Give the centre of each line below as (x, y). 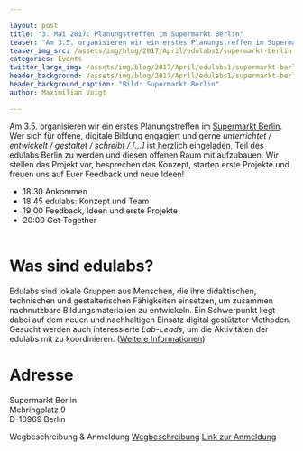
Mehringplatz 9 (37, 410)
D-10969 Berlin (37, 419)
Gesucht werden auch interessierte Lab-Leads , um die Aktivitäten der (139, 329)
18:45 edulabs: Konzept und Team (86, 201)
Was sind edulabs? (82, 266)
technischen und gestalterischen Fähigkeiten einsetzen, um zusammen (141, 300)
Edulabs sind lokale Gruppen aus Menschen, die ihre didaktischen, (133, 291)
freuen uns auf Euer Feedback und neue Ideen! (97, 174)
